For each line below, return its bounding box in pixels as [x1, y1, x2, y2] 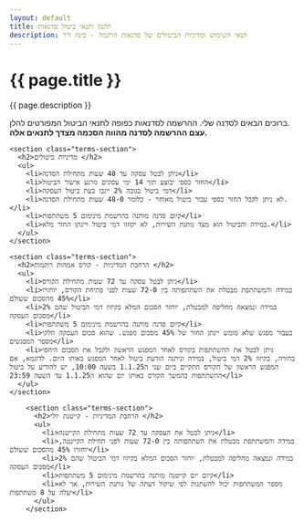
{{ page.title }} [9, 69, 122, 90]
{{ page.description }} [9, 99, 92, 110]
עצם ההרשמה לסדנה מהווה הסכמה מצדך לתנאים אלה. [9, 127, 208, 138]
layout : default [9, 13, 71, 23]
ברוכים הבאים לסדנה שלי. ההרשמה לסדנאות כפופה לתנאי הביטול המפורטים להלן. [9, 118, 290, 129]
